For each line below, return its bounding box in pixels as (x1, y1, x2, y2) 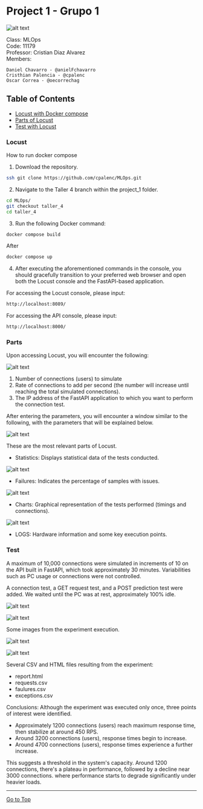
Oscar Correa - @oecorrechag (6, 77, 80, 83)
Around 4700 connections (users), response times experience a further (14, 741, 193, 748)
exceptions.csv (14, 692, 53, 699)
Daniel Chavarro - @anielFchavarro (6, 66, 96, 73)
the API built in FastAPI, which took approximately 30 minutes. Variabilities (6, 566, 191, 573)
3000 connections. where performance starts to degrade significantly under (6, 772, 196, 779)
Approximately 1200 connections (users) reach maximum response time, (14, 721, 196, 729)
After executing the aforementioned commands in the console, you (14, 265, 182, 272)
